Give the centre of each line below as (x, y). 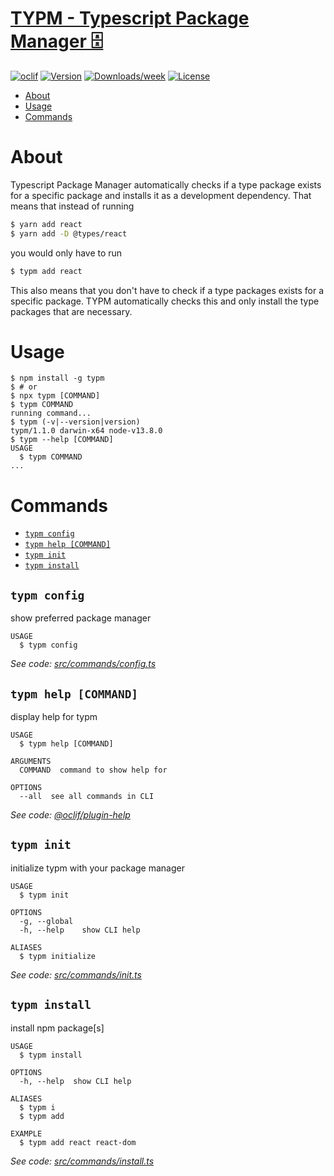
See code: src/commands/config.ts (83, 664)
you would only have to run (66, 253)
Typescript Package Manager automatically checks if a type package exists (166, 184)
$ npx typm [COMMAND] (55, 396)
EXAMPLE (26, 1133)
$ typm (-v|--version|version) (75, 422)
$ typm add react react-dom (78, 1142)
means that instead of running (72, 206)
